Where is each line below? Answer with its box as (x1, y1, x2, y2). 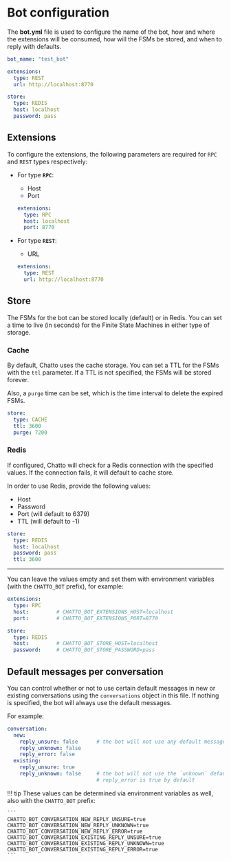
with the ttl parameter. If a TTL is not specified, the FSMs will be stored (7, 368, 212, 377)
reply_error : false (19, 751, 76, 758)
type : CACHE (13, 416, 48, 423)
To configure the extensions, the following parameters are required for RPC (7, 150, 217, 158)
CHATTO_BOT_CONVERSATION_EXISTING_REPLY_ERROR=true (7, 846, 158, 853)
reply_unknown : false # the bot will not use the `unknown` (19, 771, 208, 778)
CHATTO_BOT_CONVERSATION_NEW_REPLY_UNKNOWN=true (7, 822, 149, 829)
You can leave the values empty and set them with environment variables (7, 575, 214, 584)
